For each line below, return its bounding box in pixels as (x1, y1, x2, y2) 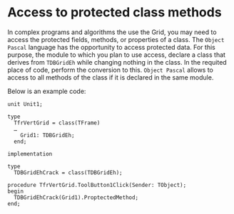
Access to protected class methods (7, 4, 223, 21)
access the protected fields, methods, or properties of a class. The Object (7, 35, 225, 43)
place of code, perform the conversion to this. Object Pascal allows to (7, 65, 214, 74)
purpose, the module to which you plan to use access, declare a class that (7, 50, 226, 59)
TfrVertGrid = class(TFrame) (14, 119, 101, 127)
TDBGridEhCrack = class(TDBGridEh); (14, 168, 123, 176)
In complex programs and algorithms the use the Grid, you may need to (7, 28, 217, 36)
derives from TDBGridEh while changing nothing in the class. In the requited (7, 58, 227, 66)
